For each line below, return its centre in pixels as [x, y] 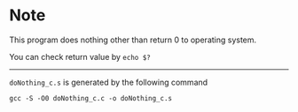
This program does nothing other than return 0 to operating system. [133, 40]
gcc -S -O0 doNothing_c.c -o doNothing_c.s [91, 98]
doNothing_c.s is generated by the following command [109, 82]
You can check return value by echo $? [80, 56]
